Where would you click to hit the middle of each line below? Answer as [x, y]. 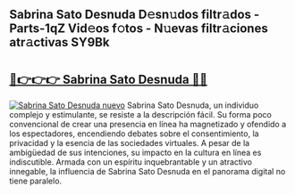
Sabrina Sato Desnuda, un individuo [193, 105]
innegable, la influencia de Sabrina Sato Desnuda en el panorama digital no [147, 171]
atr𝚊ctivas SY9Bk [59, 42]
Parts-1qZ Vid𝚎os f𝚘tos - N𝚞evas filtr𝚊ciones [139, 29]
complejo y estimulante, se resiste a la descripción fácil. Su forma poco [141, 114]
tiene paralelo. [36, 181]
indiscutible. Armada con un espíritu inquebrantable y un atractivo [131, 162]
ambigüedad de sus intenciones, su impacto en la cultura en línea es [135, 152]
